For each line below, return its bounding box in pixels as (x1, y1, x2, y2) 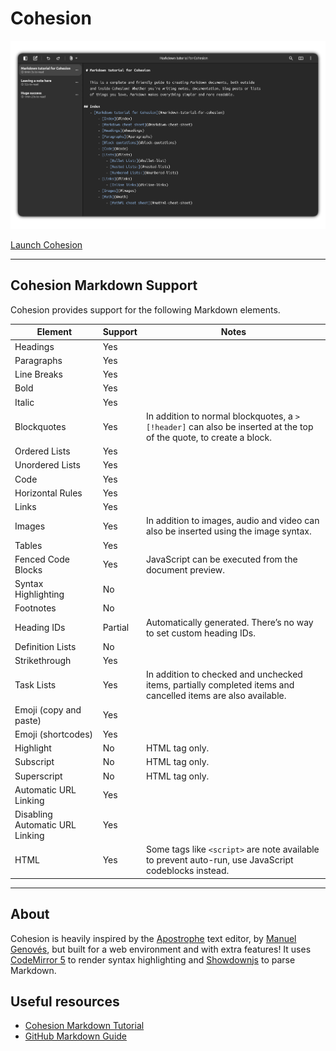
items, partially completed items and (145, 679, 295, 691)
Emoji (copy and (14, 703, 82, 716)
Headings (14, 340, 55, 352)
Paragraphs (14, 354, 63, 366)
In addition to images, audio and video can (145, 515, 320, 527)
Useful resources (10, 993, 120, 1010)
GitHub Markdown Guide (24, 1030, 127, 1042)
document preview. (145, 563, 226, 576)
